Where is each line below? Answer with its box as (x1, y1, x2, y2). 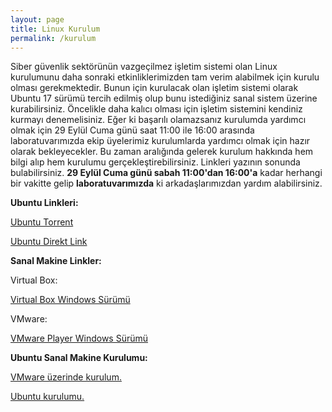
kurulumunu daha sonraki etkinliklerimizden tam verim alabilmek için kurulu (10, 71, 320, 83)
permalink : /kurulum (10, 33, 97, 43)
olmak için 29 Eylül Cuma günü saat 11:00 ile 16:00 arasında (10, 124, 255, 136)
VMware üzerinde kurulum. (10, 371, 122, 383)
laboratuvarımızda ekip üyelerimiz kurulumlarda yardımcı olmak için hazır (10, 135, 311, 147)
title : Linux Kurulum (10, 24, 101, 34)
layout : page (10, 14, 65, 25)
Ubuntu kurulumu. (10, 391, 85, 403)
